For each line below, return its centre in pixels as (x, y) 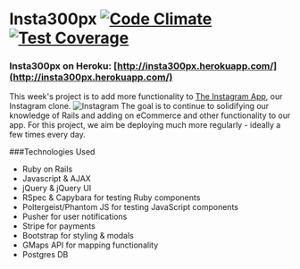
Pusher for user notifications (75, 217)
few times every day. (48, 135)
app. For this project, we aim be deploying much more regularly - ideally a (145, 125)
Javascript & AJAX (56, 179)
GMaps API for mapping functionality (90, 245)
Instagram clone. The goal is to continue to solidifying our (139, 106)
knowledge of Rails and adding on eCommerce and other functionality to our (150, 115)
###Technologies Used (52, 152)
